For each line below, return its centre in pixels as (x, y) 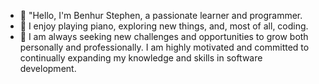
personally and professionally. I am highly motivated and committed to (164, 47)
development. (48, 68)
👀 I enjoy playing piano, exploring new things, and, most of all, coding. (164, 26)
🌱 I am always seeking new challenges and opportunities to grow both (164, 36)
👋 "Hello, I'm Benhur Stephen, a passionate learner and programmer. (161, 15)
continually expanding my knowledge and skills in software (141, 58)
